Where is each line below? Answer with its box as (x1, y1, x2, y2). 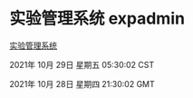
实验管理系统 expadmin (9, 8, 186, 29)
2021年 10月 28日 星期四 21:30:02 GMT (9, 78, 156, 89)
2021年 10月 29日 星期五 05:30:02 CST (9, 59, 155, 70)
